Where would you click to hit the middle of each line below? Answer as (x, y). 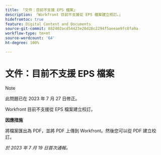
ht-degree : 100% (22, 43)
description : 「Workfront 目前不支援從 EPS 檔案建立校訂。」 (64, 15)
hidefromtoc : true (24, 19)
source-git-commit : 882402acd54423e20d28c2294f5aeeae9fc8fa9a (72, 29)
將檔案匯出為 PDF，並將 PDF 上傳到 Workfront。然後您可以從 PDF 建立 (78, 131)
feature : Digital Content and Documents (48, 24)
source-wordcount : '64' (30, 38)
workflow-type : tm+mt (28, 33)
